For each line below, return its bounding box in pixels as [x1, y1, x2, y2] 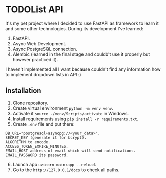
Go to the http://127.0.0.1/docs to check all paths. [12, 167, 120, 173]
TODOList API [5, 4, 64, 15]
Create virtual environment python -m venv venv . [12, 105, 114, 111]
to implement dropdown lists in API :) [5, 71, 81, 77]
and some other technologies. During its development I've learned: [5, 25, 143, 31]
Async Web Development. [12, 40, 67, 46]
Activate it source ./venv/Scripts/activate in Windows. [12, 110, 129, 116]
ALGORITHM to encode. [5, 139, 51, 144]
